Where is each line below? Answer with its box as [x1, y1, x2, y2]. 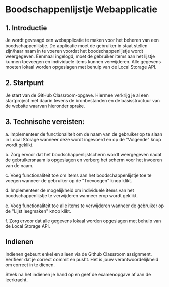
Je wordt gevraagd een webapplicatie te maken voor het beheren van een [5, 37, 159, 43]
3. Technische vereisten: [5, 117, 85, 126]
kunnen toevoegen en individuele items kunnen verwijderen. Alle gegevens [5, 59, 161, 64]
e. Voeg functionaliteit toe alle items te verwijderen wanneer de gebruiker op [5, 202, 164, 209]
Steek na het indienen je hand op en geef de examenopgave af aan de [5, 272, 151, 278]
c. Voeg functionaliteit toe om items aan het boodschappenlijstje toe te [5, 172, 152, 178]
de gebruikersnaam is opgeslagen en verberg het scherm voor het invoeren [5, 157, 162, 163]
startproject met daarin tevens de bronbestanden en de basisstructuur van [5, 97, 160, 103]
